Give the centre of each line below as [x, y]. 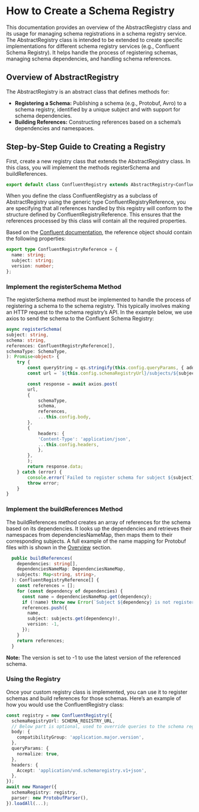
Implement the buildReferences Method [65, 509]
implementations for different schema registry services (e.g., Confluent [93, 46]
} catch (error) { [39, 472]
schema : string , [26, 340]
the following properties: [36, 239]
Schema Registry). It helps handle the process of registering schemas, [92, 52]
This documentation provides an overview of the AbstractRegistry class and [99, 27]
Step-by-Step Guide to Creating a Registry [86, 147]
